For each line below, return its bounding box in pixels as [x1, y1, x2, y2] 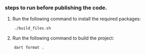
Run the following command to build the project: [12, 35, 114, 41]
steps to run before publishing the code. [5, 4, 107, 11]
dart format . [14, 45, 44, 50]
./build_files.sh [14, 26, 51, 31]
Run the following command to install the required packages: [12, 16, 141, 22]
